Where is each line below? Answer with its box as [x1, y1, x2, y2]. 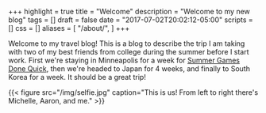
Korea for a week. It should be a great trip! [8, 73, 147, 81]
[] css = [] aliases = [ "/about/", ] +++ [8, 24, 130, 32]
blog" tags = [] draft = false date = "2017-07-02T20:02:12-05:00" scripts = [8, 15, 254, 24]
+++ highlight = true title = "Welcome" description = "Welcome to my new [8, 7, 250, 16]
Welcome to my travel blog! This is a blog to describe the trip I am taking [8, 39, 245, 48]
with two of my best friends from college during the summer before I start [8, 47, 249, 56]
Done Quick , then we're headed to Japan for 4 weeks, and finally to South [8, 64, 250, 73]
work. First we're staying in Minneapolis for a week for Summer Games [8, 55, 241, 65]
